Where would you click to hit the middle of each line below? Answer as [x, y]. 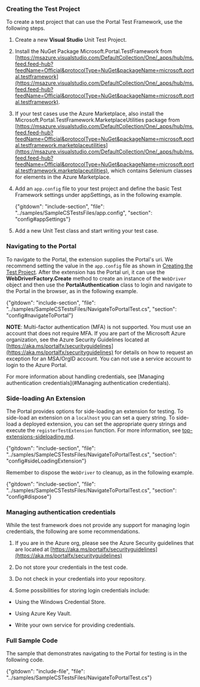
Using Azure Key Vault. [43, 614]
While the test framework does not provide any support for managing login [98, 525]
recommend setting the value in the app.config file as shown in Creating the [99, 266]
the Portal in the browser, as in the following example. [72, 291]
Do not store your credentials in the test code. [71, 567]
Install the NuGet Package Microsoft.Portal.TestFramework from [93, 51]
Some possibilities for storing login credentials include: [82, 590]
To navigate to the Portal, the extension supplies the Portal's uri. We [90, 259]
